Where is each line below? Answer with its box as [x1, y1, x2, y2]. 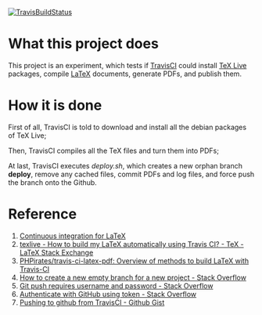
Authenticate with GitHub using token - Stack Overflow [19, 289, 197, 299]
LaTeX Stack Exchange [19, 248, 94, 257]
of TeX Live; [8, 130, 47, 140]
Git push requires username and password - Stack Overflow [19, 281, 214, 290]
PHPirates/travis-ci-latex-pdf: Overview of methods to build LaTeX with [19, 255, 249, 266]
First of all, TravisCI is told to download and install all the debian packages [8, 122, 247, 132]
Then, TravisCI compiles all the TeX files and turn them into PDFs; [8, 146, 219, 155]
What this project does [8, 35, 159, 52]
